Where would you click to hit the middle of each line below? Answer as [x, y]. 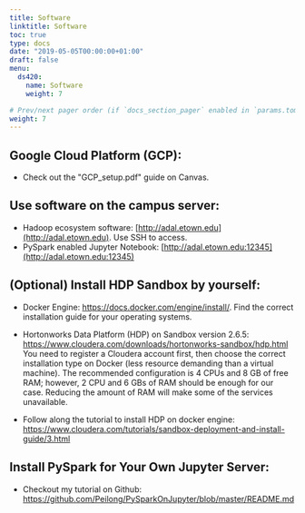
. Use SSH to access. [148, 237]
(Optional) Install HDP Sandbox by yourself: [135, 286]
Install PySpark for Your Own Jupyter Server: [139, 467]
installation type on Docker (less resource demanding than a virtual [148, 363]
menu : [20, 69]
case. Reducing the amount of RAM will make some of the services [148, 392]
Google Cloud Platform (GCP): [96, 155]
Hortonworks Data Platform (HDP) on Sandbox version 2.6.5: [136, 334]
